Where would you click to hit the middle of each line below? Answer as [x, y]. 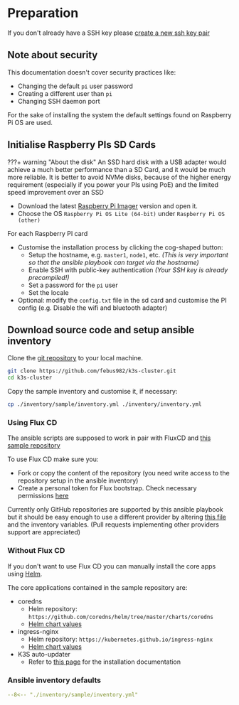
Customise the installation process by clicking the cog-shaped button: [120, 247]
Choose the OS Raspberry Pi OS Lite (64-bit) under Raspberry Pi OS [121, 213]
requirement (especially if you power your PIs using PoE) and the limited [113, 184]
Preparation [43, 13]
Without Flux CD [36, 551]
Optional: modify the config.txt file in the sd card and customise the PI [122, 300]
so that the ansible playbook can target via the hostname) [113, 262]
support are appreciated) [44, 532]
